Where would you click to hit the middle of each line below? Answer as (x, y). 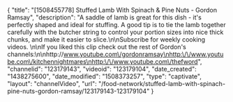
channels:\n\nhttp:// (36, 54)
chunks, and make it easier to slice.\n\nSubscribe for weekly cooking (106, 40)
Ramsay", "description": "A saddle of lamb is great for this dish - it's (105, 17)
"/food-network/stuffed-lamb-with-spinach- (161, 84)
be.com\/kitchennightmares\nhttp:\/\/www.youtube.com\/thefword (103, 61)
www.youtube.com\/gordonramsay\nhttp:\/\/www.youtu (143, 54)
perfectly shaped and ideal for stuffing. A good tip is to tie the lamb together (116, 25)
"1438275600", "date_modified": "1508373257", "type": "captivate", (105, 76)
